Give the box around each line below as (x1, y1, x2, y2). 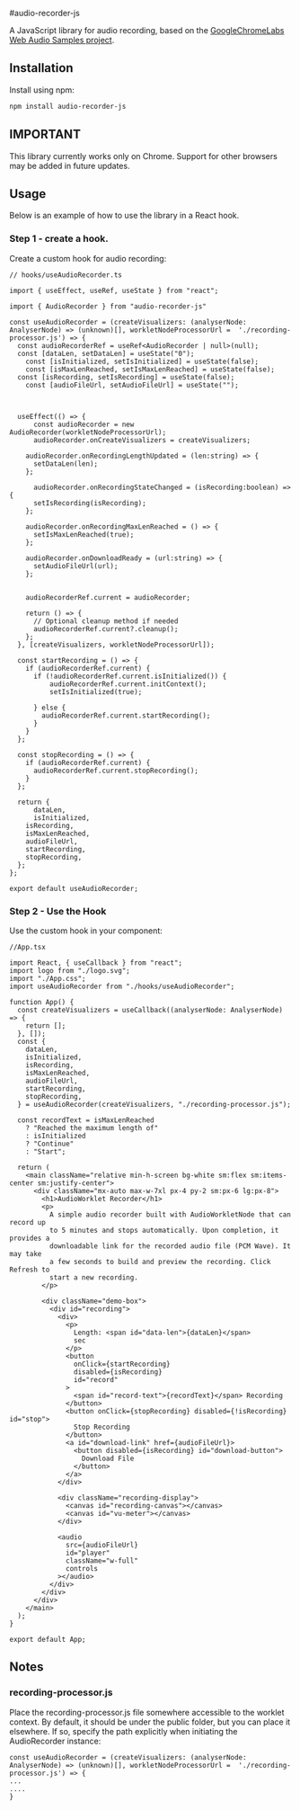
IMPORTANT (9, 127, 81, 142)
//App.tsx (9, 942, 47, 951)
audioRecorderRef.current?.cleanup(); (32, 624, 179, 633)
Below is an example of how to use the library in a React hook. (9, 210, 240, 221)
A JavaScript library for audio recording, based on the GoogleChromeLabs (9, 25, 285, 35)
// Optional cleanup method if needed (32, 616, 179, 626)
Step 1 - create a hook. (9, 233, 110, 245)
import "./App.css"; (9, 974, 87, 983)
